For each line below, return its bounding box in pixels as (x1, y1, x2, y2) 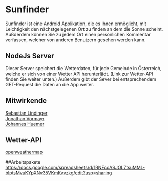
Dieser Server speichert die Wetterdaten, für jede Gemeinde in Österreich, (5, 65, 162, 71)
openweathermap (5, 149, 43, 155)
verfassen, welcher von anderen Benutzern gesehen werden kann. (5, 37, 146, 43)
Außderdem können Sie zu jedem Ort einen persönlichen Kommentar (5, 31, 151, 37)
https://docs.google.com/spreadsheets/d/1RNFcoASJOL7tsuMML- (5, 165, 145, 171)
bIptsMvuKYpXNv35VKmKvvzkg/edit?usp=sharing (5, 170, 112, 176)
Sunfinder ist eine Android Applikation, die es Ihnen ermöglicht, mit (5, 20, 147, 27)
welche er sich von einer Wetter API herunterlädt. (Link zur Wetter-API (5, 71, 153, 77)
